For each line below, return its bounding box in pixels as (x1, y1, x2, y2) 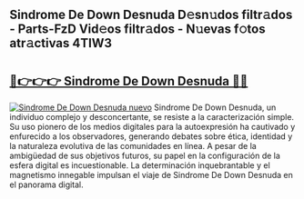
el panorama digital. (9, 179, 84, 190)
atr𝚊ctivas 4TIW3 (9, 35, 112, 51)
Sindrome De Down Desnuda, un (154, 102, 277, 113)
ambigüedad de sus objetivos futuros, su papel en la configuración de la (9, 150, 280, 161)
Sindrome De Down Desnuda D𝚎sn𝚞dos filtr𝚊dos (9, 7, 293, 23)
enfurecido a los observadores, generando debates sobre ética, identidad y (9, 131, 293, 142)
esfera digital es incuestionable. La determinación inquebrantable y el (9, 160, 270, 171)
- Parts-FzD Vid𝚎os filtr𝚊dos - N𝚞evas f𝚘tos (9, 22, 266, 37)
